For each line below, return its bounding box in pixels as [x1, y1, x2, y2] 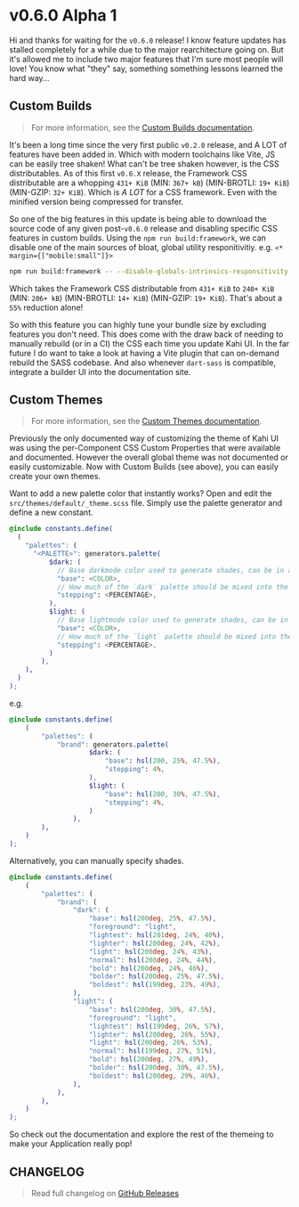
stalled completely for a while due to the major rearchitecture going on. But [9, 44, 284, 54]
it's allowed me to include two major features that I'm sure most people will [9, 53, 284, 64]
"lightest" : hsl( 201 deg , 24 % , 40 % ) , [88, 931, 225, 940]
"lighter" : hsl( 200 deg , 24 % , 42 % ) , [88, 939, 221, 948]
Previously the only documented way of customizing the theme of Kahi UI [9, 433, 279, 444]
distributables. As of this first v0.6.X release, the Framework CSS [9, 167, 247, 178]
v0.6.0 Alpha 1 [9, 5, 117, 26]
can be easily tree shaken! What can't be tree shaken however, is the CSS [9, 158, 280, 169]
